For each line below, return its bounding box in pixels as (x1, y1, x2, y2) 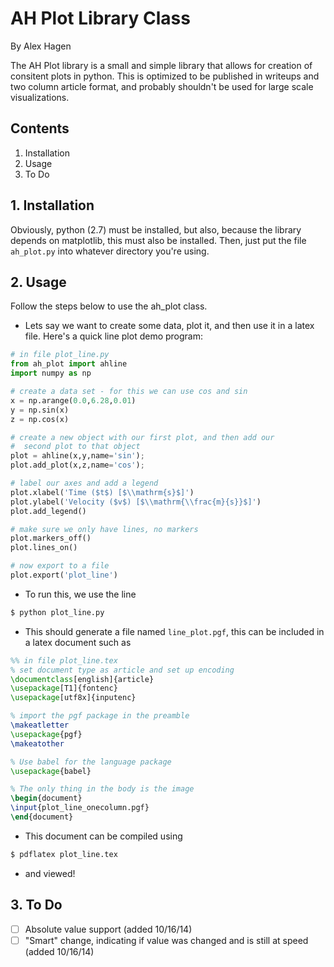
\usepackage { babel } (10, 766, 92, 776)
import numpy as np (10, 368, 92, 379)
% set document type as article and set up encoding (10, 665, 235, 675)
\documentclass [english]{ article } (10, 674, 155, 684)
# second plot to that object (10, 442, 141, 452)
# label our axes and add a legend (10, 478, 159, 488)
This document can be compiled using (24, 830, 183, 842)
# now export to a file (10, 561, 110, 571)
